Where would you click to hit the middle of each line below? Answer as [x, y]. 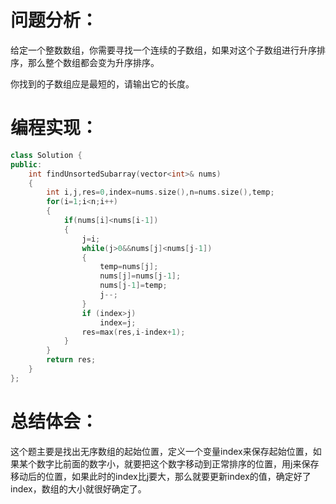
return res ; [71, 360]
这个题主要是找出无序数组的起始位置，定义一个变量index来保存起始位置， [161, 451]
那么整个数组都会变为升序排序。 [93, 62]
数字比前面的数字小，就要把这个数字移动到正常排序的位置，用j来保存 [178, 463]
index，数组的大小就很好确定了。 [78, 488]
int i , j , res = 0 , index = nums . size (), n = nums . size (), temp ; [160, 192]
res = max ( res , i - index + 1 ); [133, 332]
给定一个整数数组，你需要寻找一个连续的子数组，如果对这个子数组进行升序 [163, 50]
